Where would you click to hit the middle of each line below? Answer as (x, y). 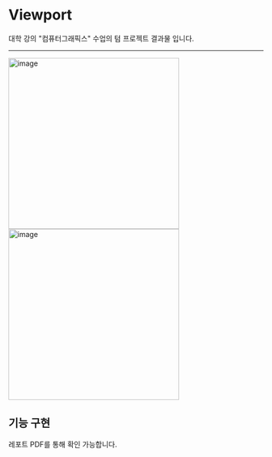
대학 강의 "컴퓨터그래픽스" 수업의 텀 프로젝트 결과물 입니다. (101, 38)
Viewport (40, 15)
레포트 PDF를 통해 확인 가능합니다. (63, 444)
